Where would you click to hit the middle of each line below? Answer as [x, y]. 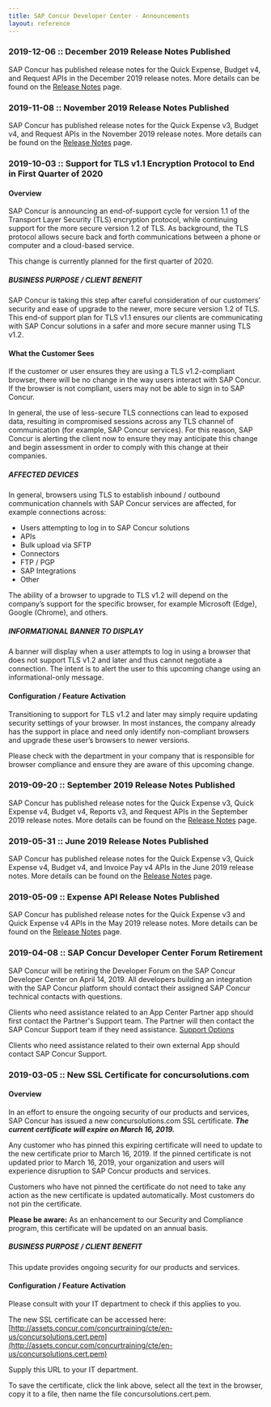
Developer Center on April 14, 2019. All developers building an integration [130, 979]
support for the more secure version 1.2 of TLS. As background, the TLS [129, 229]
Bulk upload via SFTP [55, 545]
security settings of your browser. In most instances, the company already [132, 723]
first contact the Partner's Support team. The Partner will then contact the [131, 1021]
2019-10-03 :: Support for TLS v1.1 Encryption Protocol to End [131, 164]
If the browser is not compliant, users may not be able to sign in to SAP [127, 388]
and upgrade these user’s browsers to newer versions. [99, 740]
